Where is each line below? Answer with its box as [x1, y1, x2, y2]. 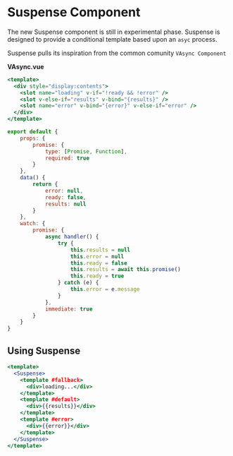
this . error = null [70, 253, 125, 260]
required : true [44, 155, 90, 162]
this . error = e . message [70, 286, 140, 293]
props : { [20, 135, 46, 142]
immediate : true [44, 305, 93, 313]
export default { [7, 128, 58, 136]
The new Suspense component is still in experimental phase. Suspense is [7, 28, 220, 36]
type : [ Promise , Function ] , [44, 148, 128, 155]
